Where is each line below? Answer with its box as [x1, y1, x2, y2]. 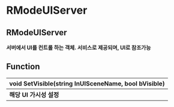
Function [6, 62, 40, 72]
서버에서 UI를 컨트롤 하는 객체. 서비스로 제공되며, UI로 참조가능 [6, 44, 151, 51]
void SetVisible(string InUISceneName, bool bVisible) [9, 79, 165, 87]
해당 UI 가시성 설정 [9, 90, 59, 99]
